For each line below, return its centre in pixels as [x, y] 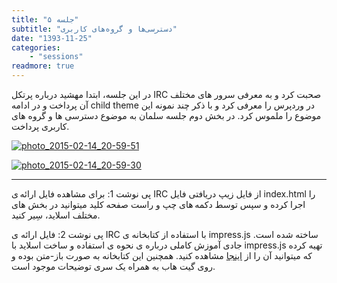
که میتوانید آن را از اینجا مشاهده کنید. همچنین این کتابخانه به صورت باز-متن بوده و [162, 255]
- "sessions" [56, 57]
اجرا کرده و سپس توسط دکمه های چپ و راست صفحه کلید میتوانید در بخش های [158, 204]
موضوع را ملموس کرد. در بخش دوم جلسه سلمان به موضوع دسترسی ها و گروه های [166, 115]
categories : [36, 47]
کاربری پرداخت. [40, 126]
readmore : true [43, 66]
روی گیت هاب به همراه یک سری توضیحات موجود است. [113, 266]
